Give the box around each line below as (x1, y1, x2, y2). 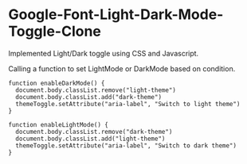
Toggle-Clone (8, 22, 102, 40)
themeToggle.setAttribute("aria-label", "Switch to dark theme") (15, 141, 237, 150)
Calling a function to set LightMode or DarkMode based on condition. (8, 63, 236, 73)
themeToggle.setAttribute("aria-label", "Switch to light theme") (15, 100, 241, 108)
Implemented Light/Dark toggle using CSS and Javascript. (8, 48, 199, 58)
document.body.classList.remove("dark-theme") (15, 128, 173, 135)
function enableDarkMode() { (8, 79, 105, 87)
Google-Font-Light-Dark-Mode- (8, 6, 224, 24)
